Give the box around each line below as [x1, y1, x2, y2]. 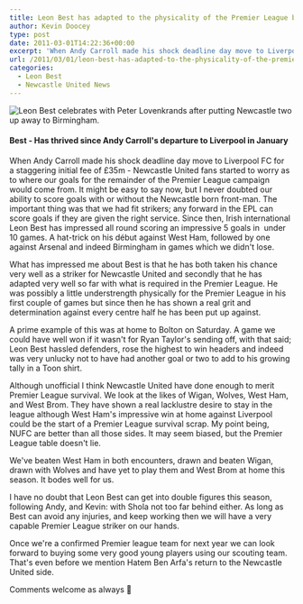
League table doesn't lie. [9, 437, 102, 448]
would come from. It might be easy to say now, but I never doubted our [9, 184, 273, 195]
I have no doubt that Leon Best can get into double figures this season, [9, 491, 272, 502]
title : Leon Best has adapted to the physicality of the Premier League [9, 13, 289, 23]
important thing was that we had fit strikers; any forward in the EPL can [9, 203, 273, 214]
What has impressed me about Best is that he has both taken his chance [9, 259, 278, 270]
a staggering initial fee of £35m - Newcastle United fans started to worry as [9, 164, 290, 176]
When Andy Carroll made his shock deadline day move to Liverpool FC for [9, 155, 285, 166]
